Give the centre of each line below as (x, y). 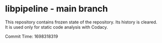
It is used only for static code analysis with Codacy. (56, 27)
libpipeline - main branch (56, 9)
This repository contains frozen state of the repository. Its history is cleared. (81, 22)
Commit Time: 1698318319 (32, 36)
